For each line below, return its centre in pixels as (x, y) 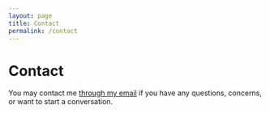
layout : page (30, 16)
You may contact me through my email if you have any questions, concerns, (135, 93)
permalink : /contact (43, 31)
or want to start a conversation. (61, 102)
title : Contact (34, 23)
